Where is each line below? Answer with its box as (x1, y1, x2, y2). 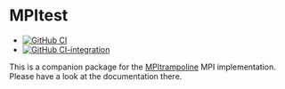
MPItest (9, 5, 69, 26)
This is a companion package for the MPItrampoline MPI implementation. (9, 61, 276, 72)
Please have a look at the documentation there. (9, 70, 183, 81)
